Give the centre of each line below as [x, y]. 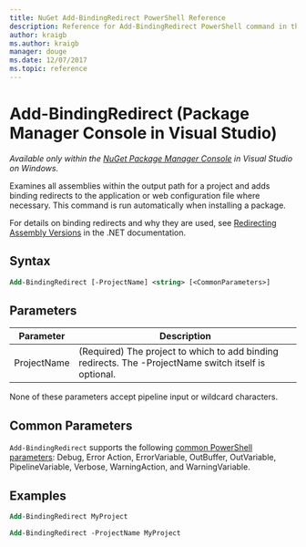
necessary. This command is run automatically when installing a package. [148, 205]
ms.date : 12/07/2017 [49, 60]
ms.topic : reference [49, 69]
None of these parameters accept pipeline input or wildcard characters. [144, 397]
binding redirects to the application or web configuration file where [135, 195]
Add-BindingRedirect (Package [130, 114]
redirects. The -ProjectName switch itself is [172, 363]
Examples [38, 495]
